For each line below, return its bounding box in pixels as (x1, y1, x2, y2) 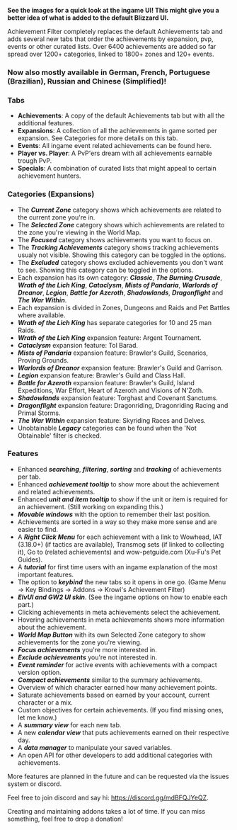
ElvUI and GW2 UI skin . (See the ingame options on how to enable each (17, 593, 228, 601)
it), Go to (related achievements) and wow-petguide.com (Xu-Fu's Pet (17, 547, 221, 556)
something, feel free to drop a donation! (7, 814, 124, 823)
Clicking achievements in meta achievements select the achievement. (17, 608, 221, 616)
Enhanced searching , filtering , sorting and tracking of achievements (17, 465, 221, 473)
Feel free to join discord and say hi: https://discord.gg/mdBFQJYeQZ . (7, 793, 209, 802)
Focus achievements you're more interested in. (17, 645, 157, 654)
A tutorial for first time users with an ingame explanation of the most (17, 562, 218, 571)
